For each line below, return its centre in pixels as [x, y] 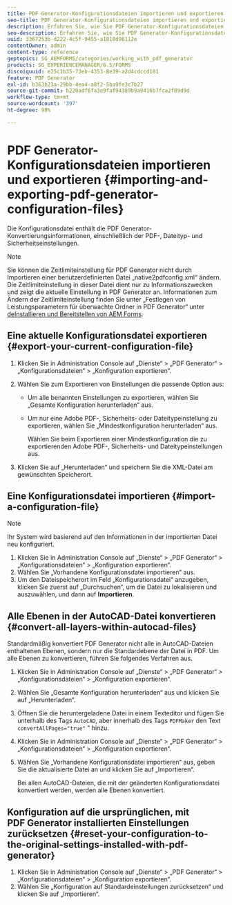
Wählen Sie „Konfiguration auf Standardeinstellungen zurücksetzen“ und [120, 886]
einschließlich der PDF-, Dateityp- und [148, 235]
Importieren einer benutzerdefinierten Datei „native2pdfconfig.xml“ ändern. [114, 277]
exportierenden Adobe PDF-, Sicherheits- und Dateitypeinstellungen [125, 446]
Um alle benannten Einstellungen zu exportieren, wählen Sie [113, 397]
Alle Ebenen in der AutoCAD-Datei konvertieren [112, 616]
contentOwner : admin [37, 46]
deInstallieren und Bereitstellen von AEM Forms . [75, 314]
